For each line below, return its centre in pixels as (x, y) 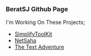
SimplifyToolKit (33, 34)
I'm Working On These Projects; (45, 23)
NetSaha (25, 41)
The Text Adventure (39, 47)
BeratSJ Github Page (37, 9)
